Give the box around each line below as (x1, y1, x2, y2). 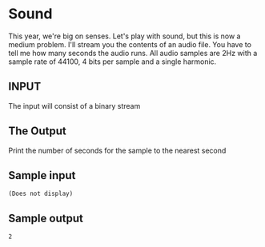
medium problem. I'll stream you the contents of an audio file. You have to (8, 39, 252, 49)
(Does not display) (8, 189, 74, 198)
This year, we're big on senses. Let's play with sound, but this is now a (8, 31, 241, 41)
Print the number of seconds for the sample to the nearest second (8, 145, 227, 155)
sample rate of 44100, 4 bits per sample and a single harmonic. (8, 57, 217, 66)
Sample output (8, 211, 84, 225)
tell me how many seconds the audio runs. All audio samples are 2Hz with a (8, 48, 258, 58)
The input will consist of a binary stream (8, 101, 141, 110)
